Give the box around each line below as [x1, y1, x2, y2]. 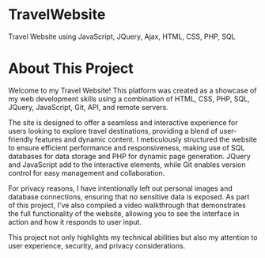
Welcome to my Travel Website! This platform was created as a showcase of [8, 85, 257, 95]
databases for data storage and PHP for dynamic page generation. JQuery [8, 151, 251, 161]
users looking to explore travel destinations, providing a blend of [8, 126, 218, 135]
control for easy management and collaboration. [8, 168, 165, 177]
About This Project [8, 59, 134, 78]
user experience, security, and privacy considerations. [8, 241, 186, 250]
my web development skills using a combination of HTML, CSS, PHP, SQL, [8, 93, 251, 104]
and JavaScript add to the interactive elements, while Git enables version [8, 160, 246, 169]
